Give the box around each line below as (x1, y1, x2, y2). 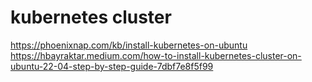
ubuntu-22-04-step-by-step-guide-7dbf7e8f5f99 (10, 60, 214, 72)
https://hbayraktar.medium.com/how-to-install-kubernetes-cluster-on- (10, 49, 302, 61)
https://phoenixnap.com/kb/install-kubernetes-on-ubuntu (10, 39, 248, 51)
